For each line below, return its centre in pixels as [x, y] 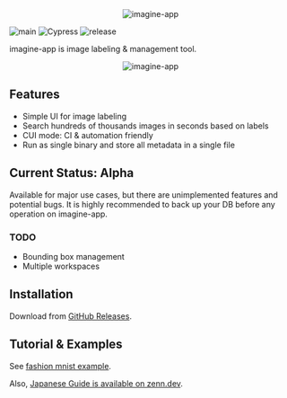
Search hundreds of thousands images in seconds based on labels [145, 126]
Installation [41, 294]
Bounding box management [74, 256]
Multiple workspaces [61, 266]
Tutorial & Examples [66, 345]
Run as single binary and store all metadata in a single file [129, 145]
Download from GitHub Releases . [71, 316]
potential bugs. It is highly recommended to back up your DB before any [142, 204]
